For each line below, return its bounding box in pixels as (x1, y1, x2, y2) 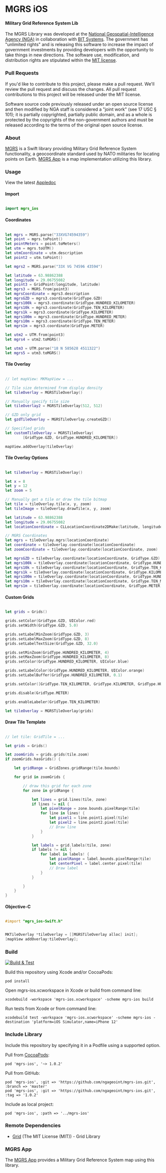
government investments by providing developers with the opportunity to (5, 47, 154, 53)
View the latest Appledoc (5, 179, 56, 186)
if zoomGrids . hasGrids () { (5, 757, 61, 762)
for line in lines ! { (40, 811, 85, 816)
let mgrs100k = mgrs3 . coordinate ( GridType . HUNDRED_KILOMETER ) (5, 300, 136, 305)
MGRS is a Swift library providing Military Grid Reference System (5, 145, 137, 151)
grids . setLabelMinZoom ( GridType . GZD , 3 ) (5, 631, 90, 637)
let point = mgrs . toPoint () (5, 237, 63, 242)
